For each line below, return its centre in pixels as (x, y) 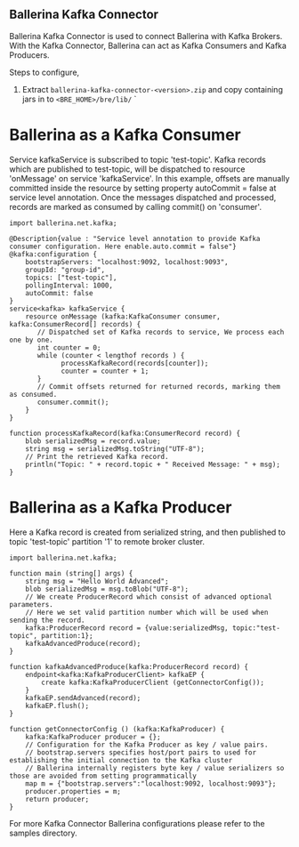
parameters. (31, 604)
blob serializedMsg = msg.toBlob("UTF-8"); (107, 589)
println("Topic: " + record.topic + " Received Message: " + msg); (153, 464)
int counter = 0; (69, 347)
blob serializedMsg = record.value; (93, 441)
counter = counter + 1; (105, 371)
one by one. (31, 340)
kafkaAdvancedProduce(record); (83, 643)
